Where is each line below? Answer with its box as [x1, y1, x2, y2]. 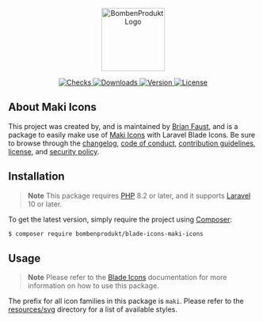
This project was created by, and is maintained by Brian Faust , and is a [8, 121, 238, 131]
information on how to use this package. [27, 281, 160, 290]
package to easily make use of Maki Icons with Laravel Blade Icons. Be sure [8, 130, 256, 139]
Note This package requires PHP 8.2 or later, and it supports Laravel [27, 191, 251, 200]
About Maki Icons [8, 100, 97, 114]
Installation [8, 170, 65, 184]
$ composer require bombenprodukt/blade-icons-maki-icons [8, 229, 204, 237]
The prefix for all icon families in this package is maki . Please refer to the [8, 297, 244, 306]
